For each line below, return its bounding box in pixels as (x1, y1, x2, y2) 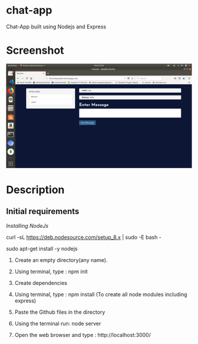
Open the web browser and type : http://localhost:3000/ (14, 331, 151, 338)
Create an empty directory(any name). (14, 256, 108, 263)
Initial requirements (6, 207, 80, 217)
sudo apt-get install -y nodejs (6, 245, 78, 252)
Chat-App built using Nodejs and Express (6, 23, 107, 30)
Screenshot (6, 44, 64, 57)
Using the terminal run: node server (14, 320, 101, 327)
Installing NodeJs (6, 222, 49, 229)
